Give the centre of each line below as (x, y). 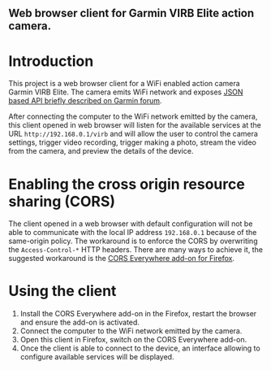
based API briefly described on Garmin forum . (85, 101)
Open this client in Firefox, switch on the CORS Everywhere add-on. (133, 340)
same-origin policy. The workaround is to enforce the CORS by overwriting (133, 241)
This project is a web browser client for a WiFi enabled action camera (125, 84)
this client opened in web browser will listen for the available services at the (135, 125)
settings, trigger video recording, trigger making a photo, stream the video (133, 142)
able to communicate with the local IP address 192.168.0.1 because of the (133, 233)
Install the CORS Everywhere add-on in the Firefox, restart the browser (138, 314)
